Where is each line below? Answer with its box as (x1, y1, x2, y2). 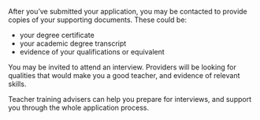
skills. (8, 79, 27, 88)
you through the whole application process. (8, 103, 150, 112)
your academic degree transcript (19, 39, 127, 48)
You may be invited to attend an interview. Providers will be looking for (8, 62, 236, 72)
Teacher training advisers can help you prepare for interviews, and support (8, 95, 252, 103)
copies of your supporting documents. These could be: (8, 15, 188, 24)
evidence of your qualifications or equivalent (19, 47, 165, 56)
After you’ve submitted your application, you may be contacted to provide (8, 7, 248, 16)
